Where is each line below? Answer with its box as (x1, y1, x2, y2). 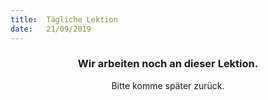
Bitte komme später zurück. (111, 79, 225, 91)
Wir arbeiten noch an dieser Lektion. (77, 57, 259, 71)
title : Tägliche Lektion (10, 14, 118, 25)
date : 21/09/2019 (10, 24, 92, 34)
